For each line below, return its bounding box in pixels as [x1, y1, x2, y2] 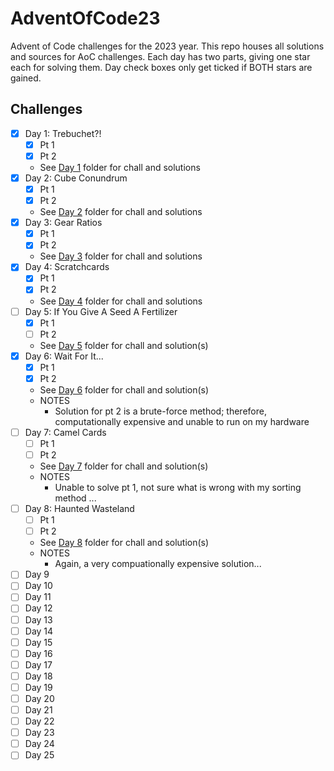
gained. [10, 72, 42, 84]
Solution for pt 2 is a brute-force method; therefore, [54, 405, 267, 417]
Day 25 [24, 749, 55, 761]
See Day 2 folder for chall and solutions [39, 206, 203, 218]
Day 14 [24, 625, 54, 637]
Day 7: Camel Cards [24, 426, 107, 438]
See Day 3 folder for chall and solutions [39, 250, 203, 262]
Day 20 [24, 692, 55, 704]
